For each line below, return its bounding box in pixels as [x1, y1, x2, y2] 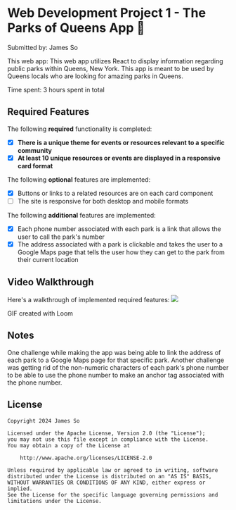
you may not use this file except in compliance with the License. [7, 435, 209, 443]
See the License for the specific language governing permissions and [7, 491, 218, 498]
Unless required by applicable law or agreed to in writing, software [7, 466, 218, 473]
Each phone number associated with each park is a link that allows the [17, 225, 221, 233]
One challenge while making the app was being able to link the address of [7, 348, 221, 356]
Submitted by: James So [7, 43, 79, 51]
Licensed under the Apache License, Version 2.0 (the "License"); [7, 430, 206, 437]
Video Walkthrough [7, 276, 94, 288]
